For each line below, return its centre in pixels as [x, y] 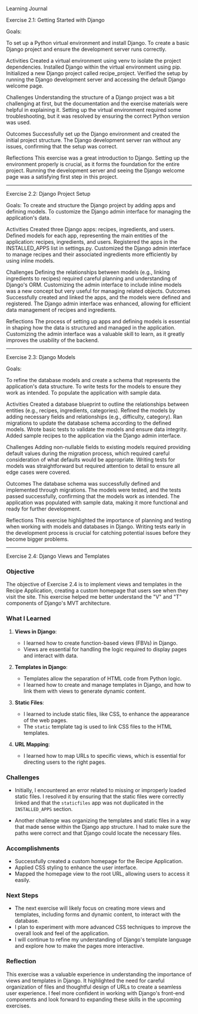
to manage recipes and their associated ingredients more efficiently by [92, 254]
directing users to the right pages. [65, 762]
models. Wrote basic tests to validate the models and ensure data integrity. [97, 429]
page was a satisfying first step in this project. [62, 177]
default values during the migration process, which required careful [88, 453]
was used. [19, 122]
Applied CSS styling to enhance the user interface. [76, 868]
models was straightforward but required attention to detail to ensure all [93, 466]
